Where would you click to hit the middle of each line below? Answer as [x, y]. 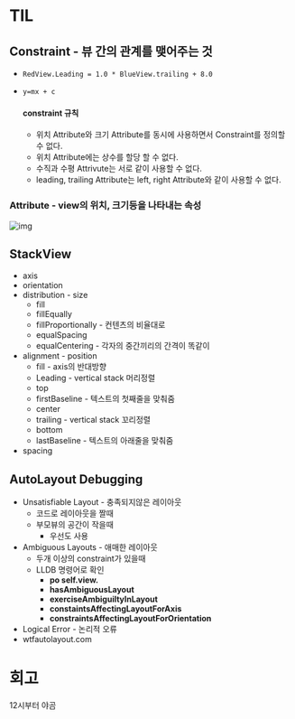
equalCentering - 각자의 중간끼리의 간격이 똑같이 [123, 346]
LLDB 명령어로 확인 [70, 570]
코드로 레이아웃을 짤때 [75, 514]
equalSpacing [61, 335]
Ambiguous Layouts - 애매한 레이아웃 [90, 547]
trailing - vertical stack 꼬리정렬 [93, 420]
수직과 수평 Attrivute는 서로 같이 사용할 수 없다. [119, 169]
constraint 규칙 [51, 113]
